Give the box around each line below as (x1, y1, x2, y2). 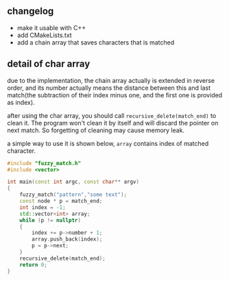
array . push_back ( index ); (32, 236, 103, 243)
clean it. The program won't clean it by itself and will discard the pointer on (7, 119, 219, 127)
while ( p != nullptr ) (19, 217, 81, 223)
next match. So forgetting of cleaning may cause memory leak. (7, 126, 185, 134)
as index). (7, 98, 36, 106)
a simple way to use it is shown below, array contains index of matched (7, 139, 209, 147)
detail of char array (7, 58, 91, 70)
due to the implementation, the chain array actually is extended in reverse (7, 76, 215, 84)
